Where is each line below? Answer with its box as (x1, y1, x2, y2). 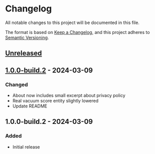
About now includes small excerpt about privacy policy (12, 92, 126, 98)
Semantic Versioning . (5, 34, 49, 40)
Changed (5, 81, 28, 88)
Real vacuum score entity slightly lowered (12, 98, 99, 104)
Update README (12, 103, 47, 109)
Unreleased (5, 49, 42, 57)
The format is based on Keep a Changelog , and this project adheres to (5, 29, 150, 35)
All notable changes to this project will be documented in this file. (5, 19, 140, 25)
